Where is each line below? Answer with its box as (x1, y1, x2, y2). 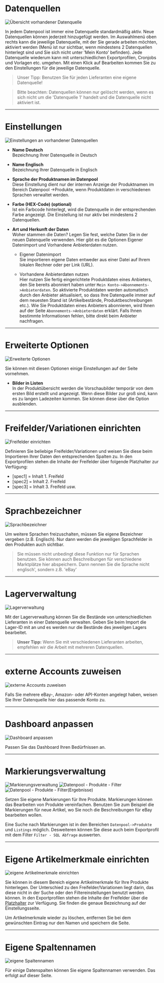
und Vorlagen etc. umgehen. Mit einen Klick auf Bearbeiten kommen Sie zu (5, 60, 156, 66)
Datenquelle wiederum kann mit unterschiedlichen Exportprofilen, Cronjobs (5, 54, 157, 60)
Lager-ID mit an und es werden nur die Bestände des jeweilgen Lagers (5, 624, 147, 630)
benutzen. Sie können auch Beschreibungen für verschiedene (17, 556, 142, 562)
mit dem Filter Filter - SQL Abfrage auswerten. (5, 832, 102, 838)
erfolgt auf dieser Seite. (5, 973, 53, 979)
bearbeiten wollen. (5, 812, 43, 818)
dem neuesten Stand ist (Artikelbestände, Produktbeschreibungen (19, 297, 153, 303)
